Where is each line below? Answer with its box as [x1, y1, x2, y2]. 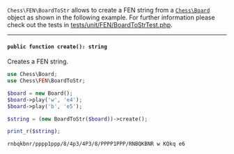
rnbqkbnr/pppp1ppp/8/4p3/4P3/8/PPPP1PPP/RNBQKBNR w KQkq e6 [7, 141, 186, 148]
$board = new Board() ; [7, 90, 73, 97]
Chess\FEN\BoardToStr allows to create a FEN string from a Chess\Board [7, 6, 210, 14]
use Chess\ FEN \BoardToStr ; [7, 77, 86, 84]
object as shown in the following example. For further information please [7, 13, 215, 22]
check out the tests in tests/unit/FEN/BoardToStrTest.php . [7, 21, 173, 29]
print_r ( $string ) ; [7, 128, 61, 135]
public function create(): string [7, 43, 108, 50]
